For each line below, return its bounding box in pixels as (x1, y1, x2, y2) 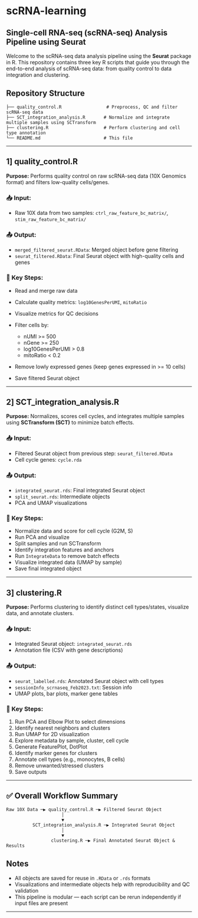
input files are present (14, 899, 68, 907)
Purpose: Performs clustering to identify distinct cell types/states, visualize (6, 603, 189, 610)
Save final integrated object (14, 565, 82, 572)
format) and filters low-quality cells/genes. (6, 178, 110, 185)
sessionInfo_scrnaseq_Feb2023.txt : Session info (14, 684, 133, 691)
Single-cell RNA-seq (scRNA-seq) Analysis (6, 28, 168, 38)
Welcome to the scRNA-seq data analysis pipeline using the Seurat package (6, 53, 192, 60)
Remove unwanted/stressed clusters (14, 762, 104, 769)
